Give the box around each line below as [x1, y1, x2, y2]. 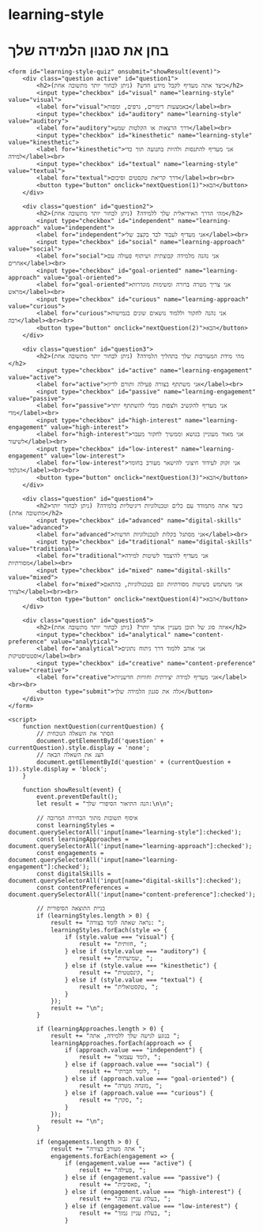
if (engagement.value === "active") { [64, 1159, 193, 1167]
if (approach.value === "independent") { [64, 1046, 203, 1054]
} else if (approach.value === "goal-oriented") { [64, 1075, 235, 1083]
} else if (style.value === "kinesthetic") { [64, 962, 217, 970]
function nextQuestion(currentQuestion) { [22, 723, 164, 731]
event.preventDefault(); [36, 793, 118, 801]
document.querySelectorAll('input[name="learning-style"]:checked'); [8, 828, 242, 837]
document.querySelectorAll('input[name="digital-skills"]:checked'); [8, 877, 242, 885]
